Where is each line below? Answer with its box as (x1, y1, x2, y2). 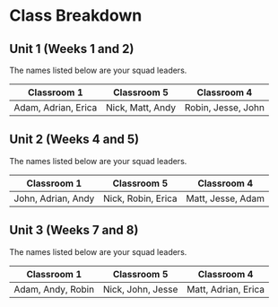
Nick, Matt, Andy (106, 101, 177, 113)
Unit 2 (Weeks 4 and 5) (9, 132, 140, 147)
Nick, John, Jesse (102, 283, 178, 295)
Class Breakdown (9, 5, 143, 26)
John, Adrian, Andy (13, 192, 95, 205)
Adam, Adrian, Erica (13, 101, 98, 113)
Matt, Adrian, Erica (187, 283, 265, 295)
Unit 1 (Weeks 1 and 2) (9, 41, 135, 57)
